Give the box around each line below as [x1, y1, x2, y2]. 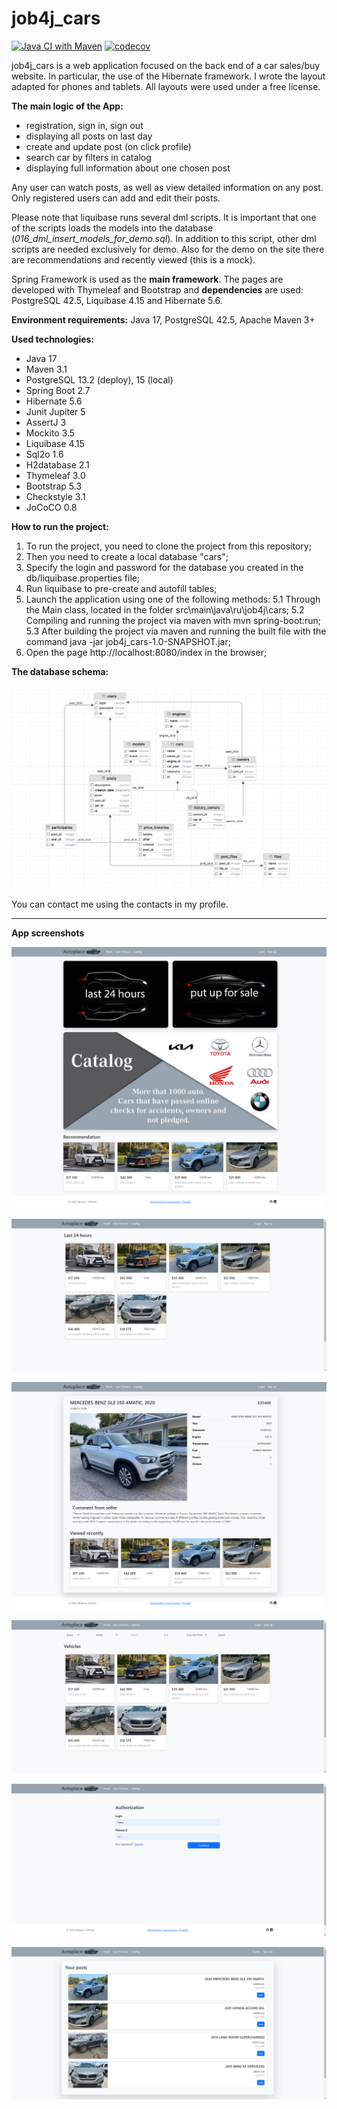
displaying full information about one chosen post [25, 162, 231, 174]
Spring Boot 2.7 [25, 384, 91, 396]
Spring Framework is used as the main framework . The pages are [11, 273, 284, 285]
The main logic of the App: [11, 100, 124, 112]
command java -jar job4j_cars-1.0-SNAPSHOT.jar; [25, 635, 231, 647]
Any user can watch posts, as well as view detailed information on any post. [11, 181, 324, 193]
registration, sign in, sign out [25, 119, 144, 131]
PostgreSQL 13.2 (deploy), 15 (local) [25, 373, 174, 386]
